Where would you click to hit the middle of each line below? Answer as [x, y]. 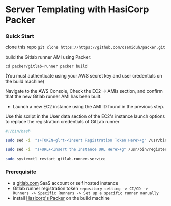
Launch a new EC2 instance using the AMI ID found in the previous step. [88, 107]
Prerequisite [21, 172]
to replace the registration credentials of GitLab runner [62, 122]
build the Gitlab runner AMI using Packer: [48, 57]
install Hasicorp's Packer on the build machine [61, 198]
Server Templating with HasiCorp [77, 9]
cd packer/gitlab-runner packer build [46, 67]
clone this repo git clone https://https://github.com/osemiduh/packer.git [85, 47]
